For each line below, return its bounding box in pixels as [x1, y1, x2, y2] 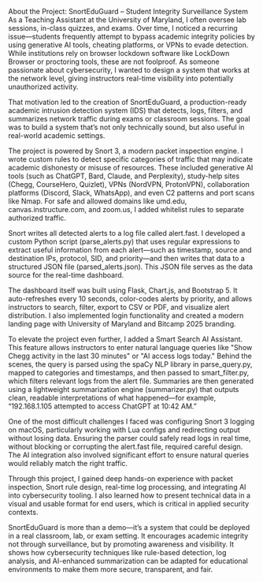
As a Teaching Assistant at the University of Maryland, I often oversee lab [8, 15, 246, 24]
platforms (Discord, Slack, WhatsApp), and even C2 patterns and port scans [8, 188, 255, 197]
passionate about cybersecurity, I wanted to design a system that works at [8, 65, 250, 74]
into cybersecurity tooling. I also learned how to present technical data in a [8, 491, 250, 500]
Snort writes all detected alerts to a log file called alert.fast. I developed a [8, 229, 246, 237]
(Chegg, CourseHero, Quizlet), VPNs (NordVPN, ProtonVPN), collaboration [8, 180, 250, 188]
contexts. [8, 508, 39, 517]
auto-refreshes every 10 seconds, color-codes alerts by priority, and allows [8, 294, 253, 303]
